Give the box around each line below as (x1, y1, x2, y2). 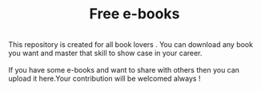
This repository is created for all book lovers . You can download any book (8, 39, 254, 49)
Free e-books (89, 5, 180, 23)
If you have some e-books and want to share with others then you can (8, 65, 240, 74)
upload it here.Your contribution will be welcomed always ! (8, 73, 201, 83)
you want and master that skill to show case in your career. (8, 48, 203, 57)
